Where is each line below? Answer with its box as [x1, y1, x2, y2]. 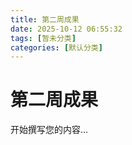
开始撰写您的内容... [10, 124, 89, 136]
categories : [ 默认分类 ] [10, 42, 103, 53]
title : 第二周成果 [10, 14, 80, 25]
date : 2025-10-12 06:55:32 [10, 24, 123, 34]
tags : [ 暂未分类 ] [10, 33, 77, 43]
